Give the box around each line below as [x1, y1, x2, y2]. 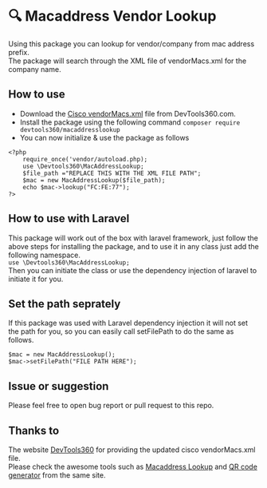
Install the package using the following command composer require [19, 117, 241, 127]
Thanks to [8, 423, 60, 437]
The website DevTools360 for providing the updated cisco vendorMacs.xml [8, 445, 256, 454]
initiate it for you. [8, 274, 64, 284]
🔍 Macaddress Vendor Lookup [8, 7, 217, 26]
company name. [8, 64, 61, 73]
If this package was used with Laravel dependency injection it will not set [8, 318, 249, 328]
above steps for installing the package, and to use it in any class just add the [8, 241, 259, 251]
